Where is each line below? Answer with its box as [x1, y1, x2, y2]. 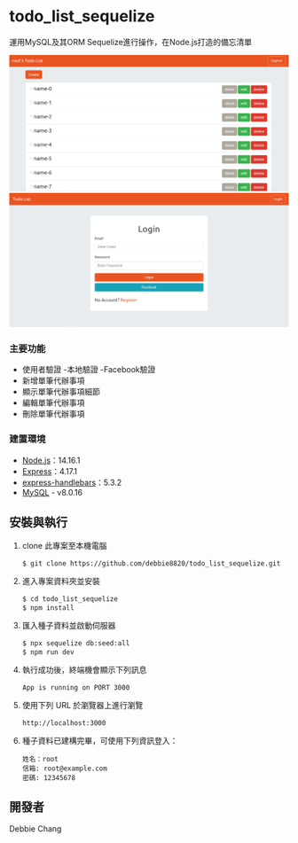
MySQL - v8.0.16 [21, 487, 82, 497]
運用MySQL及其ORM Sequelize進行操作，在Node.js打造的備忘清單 [9, 36, 253, 47]
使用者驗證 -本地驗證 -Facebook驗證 [21, 364, 156, 375]
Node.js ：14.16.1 [21, 455, 81, 465]
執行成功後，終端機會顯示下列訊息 [21, 664, 147, 675]
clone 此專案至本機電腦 [21, 540, 107, 550]
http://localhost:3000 [21, 718, 106, 728]
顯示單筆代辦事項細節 [21, 386, 100, 397]
